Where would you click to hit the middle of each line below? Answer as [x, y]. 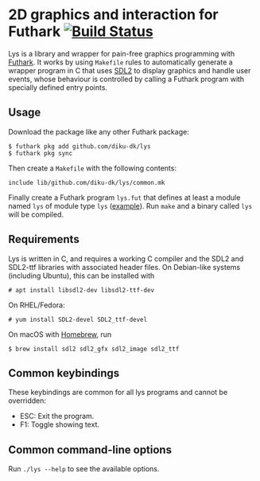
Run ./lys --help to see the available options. [84, 469]
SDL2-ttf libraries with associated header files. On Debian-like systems [124, 267]
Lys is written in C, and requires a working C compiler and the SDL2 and [126, 258]
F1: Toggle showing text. [59, 424]
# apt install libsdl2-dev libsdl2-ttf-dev [81, 290]
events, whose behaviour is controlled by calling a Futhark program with [126, 79]
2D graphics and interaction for [113, 15]
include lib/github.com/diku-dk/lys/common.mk [87, 182]
